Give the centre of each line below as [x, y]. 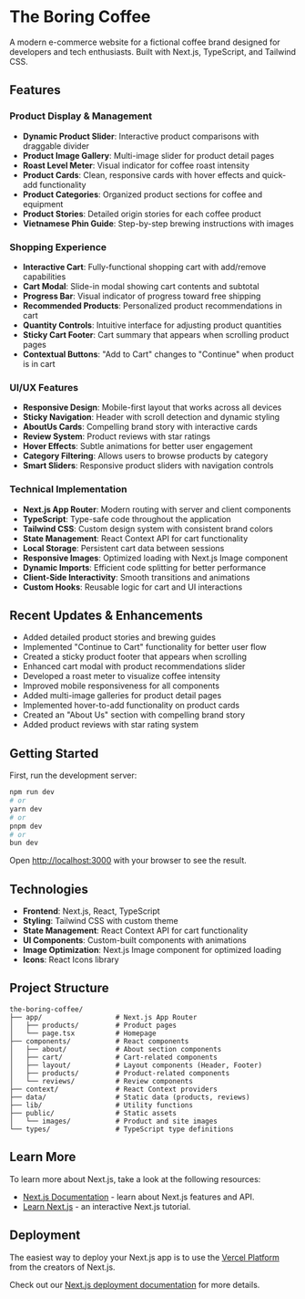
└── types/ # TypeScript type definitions [122, 1129]
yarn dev [26, 809]
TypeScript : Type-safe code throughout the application [127, 519]
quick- [274, 174]
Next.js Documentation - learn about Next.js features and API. [138, 1197]
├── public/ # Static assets [93, 1113]
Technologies [49, 889]
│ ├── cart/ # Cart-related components [114, 1057]
